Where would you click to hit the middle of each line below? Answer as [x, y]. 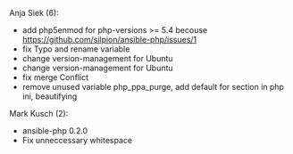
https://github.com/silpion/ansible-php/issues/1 [109, 40]
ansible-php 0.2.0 [55, 131]
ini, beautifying [50, 96]
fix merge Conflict [55, 77]
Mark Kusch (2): [39, 113]
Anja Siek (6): [34, 13]
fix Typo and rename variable [76, 49]
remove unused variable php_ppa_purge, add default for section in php [153, 87]
